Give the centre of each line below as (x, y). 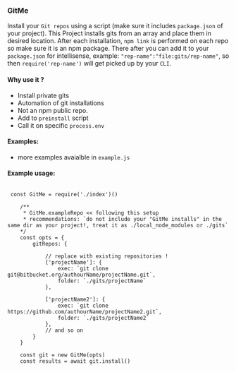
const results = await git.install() (75, 361)
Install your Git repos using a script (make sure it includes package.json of (115, 26)
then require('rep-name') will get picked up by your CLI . (89, 64)
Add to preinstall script (53, 118)
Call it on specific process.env (61, 125)
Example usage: (31, 173)
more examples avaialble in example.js (74, 157)
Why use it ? (26, 79)
